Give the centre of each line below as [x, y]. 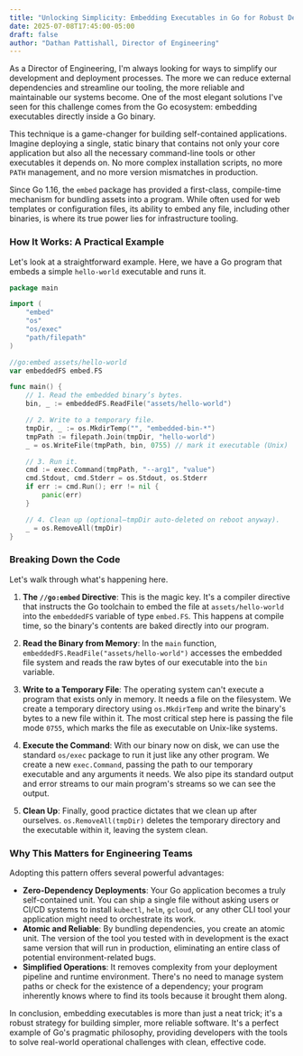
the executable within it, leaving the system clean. [115, 829]
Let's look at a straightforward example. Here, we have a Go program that [146, 262]
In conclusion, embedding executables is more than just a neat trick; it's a [146, 1014]
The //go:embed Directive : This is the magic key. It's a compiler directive [156, 597]
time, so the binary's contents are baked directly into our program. [146, 625]
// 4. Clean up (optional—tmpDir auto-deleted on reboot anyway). [153, 520]
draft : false [34, 34]
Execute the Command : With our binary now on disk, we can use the [151, 745]
